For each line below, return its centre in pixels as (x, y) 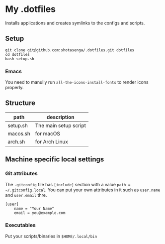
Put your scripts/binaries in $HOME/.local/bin (51, 236)
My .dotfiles (31, 9)
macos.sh (19, 133)
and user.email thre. (26, 195)
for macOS (48, 133)
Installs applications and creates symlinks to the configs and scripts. (75, 23)
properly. (14, 88)
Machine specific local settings (55, 160)
